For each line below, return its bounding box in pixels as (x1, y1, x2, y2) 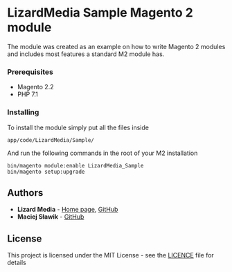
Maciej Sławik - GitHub (17, 212, 84, 221)
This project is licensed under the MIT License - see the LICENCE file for (7, 251, 215, 260)
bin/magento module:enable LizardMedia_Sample (7, 162, 144, 169)
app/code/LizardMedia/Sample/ (7, 136, 95, 143)
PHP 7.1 (17, 90, 38, 98)
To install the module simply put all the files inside (7, 123, 149, 132)
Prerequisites (7, 67, 53, 77)
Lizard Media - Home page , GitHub (17, 206, 118, 214)
